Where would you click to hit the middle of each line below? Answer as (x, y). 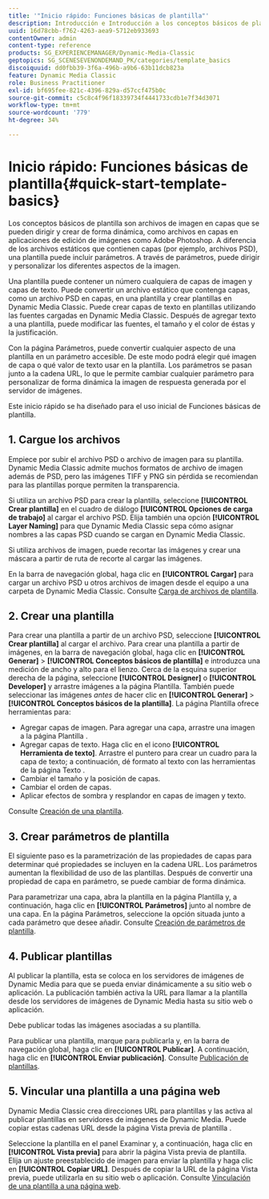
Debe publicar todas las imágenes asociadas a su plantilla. (105, 1025)
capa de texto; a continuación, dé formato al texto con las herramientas (138, 762)
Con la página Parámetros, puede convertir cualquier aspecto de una (122, 348)
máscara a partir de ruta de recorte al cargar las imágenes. (105, 558)
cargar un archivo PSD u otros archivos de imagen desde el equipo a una (129, 582)
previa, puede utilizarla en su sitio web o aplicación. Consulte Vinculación (129, 1177)
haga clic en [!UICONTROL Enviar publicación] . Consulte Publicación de (128, 1058)
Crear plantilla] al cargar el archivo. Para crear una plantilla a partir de (124, 644)
